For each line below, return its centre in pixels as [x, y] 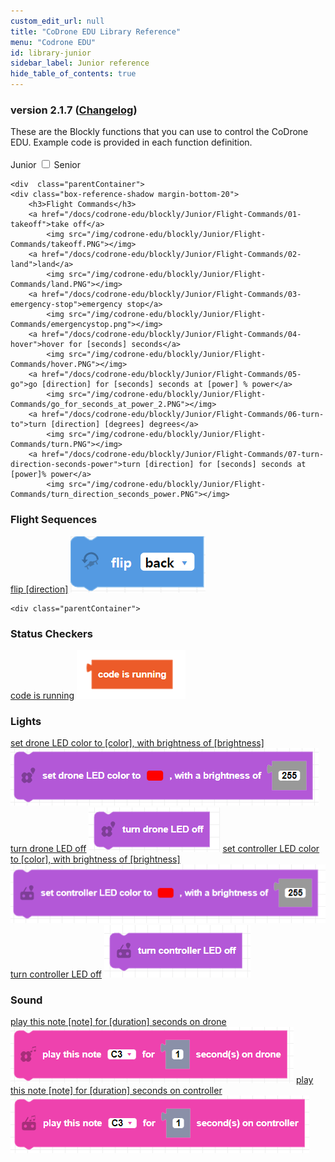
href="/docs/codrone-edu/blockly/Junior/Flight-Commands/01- [171, 215]
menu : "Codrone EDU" [53, 42]
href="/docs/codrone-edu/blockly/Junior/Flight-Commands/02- [171, 255]
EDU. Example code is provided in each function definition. [131, 142]
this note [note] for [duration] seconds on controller [116, 1091]
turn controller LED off [56, 974]
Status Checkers [51, 633]
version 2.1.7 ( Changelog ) [74, 110]
